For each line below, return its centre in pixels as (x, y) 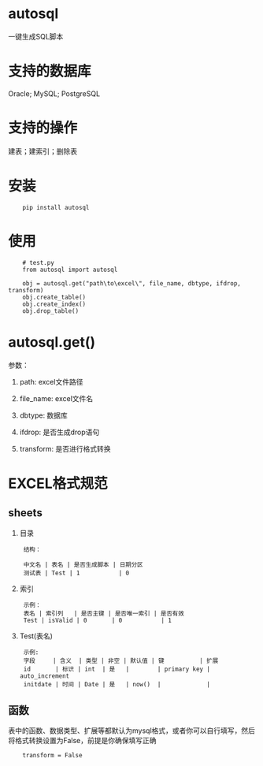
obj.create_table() (54, 297)
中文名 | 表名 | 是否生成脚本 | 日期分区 (83, 564)
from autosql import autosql (70, 270)
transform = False (52, 756)
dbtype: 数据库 (44, 415)
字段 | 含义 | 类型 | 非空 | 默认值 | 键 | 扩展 (121, 660)
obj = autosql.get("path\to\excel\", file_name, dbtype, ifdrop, (132, 283)
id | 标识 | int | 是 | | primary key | (117, 669)
